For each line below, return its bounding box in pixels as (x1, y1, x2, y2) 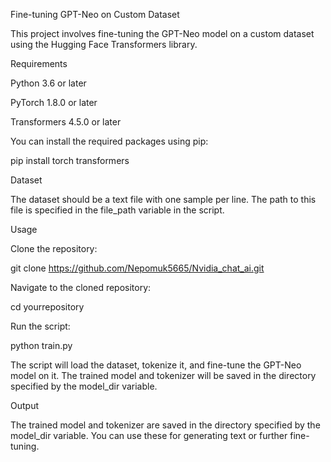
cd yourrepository (10, 301, 85, 313)
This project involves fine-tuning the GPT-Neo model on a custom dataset (10, 28, 315, 39)
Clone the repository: (10, 243, 98, 254)
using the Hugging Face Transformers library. (10, 39, 198, 50)
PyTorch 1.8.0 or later (10, 97, 98, 108)
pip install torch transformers (10, 155, 130, 166)
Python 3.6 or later (10, 77, 87, 89)
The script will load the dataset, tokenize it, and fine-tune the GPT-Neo (10, 359, 302, 371)
